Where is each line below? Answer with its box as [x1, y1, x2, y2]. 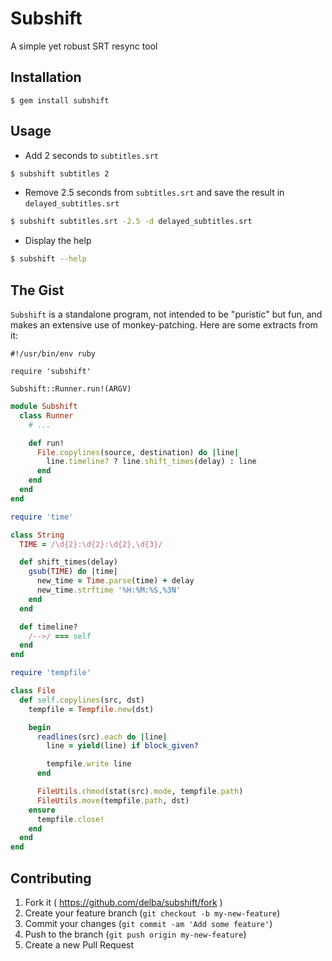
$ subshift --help [10, 254, 87, 264]
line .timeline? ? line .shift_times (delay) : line [46, 457, 257, 467]
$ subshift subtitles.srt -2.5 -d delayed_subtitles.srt [10, 217, 253, 227]
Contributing [10, 870, 92, 887]
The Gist [10, 282, 65, 299]
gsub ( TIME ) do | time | [28, 567, 118, 577]
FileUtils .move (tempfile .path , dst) [36, 795, 190, 806]
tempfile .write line [46, 759, 132, 769]
